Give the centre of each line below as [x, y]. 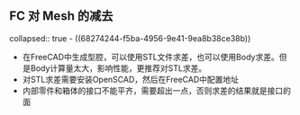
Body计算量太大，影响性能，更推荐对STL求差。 [118, 68]
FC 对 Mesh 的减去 [61, 16]
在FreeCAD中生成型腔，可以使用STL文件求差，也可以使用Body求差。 [150, 57]
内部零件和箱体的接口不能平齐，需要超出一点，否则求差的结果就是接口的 [156, 90]
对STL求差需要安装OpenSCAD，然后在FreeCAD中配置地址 [131, 79]
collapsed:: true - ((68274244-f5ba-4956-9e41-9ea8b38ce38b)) [130, 38]
